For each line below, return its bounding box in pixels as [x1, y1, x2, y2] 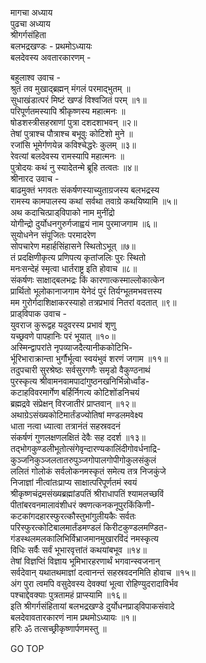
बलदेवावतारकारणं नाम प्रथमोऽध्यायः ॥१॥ [10, 612, 137, 623]
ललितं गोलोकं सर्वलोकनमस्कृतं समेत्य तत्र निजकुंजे [10, 465, 167, 477]
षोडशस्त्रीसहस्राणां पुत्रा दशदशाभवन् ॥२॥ [10, 117, 138, 128]
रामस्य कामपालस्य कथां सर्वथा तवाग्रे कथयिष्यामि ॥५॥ [10, 195, 178, 207]
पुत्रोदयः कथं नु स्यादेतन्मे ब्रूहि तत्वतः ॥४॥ [10, 162, 138, 173]
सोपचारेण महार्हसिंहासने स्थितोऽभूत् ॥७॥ [10, 240, 136, 252]
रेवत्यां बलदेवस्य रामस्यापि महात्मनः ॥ [10, 150, 125, 162]
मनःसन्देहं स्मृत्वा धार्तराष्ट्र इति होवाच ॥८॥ [10, 263, 138, 274]
